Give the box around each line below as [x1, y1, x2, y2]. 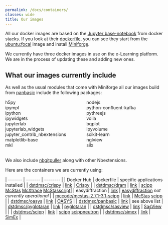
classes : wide [5, 12, 35, 17]
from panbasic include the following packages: [5, 90, 102, 96]
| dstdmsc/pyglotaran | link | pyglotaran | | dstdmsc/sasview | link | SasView [5, 203, 162, 209]
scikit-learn [86, 131, 110, 137]
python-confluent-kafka [86, 105, 136, 111]
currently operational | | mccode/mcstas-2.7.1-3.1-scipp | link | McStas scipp [5, 193, 163, 199]
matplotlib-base [5, 137, 38, 143]
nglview [86, 137, 103, 143]
